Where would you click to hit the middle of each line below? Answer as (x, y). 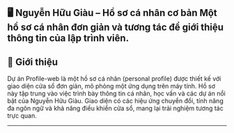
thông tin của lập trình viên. (68, 38)
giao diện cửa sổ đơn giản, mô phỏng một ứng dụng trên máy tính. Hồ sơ (111, 86)
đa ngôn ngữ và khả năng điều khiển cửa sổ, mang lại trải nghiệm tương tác (116, 109)
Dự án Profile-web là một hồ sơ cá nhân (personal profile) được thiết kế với (114, 79)
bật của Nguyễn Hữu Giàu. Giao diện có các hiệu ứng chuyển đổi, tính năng (116, 101)
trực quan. (22, 116)
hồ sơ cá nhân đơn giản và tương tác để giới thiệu (116, 28)
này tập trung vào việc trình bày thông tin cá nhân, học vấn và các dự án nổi (117, 93)
